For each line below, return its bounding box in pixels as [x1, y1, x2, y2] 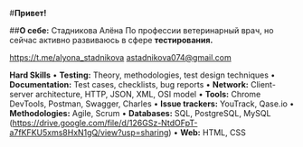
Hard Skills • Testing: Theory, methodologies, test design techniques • [9, 69, 276, 80]
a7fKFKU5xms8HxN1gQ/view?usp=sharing [9, 127, 169, 138]
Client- [250, 79, 276, 89]
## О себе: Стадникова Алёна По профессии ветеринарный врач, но [9, 25, 274, 35]
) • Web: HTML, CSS [168, 127, 246, 138]
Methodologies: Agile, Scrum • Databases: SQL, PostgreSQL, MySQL [9, 108, 271, 118]
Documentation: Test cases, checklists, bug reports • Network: [9, 79, 249, 89]
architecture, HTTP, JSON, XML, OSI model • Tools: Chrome [35, 89, 261, 99]
